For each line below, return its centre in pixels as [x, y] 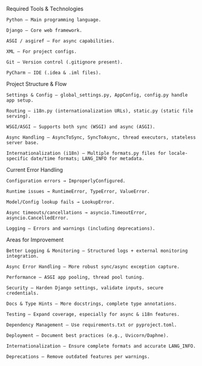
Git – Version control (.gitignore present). [64, 62]
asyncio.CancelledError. [37, 218]
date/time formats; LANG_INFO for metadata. [88, 158]
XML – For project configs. [42, 51]
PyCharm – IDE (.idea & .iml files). [54, 73]
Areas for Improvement [35, 240]
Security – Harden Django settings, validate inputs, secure [85, 288]
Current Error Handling [35, 170]
